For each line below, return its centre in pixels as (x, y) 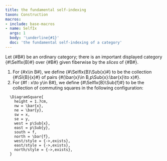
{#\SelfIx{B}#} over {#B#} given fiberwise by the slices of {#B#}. (72, 62)
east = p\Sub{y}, (32, 128)
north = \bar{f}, (32, 136)
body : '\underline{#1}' (34, 38)
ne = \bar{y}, (29, 110)
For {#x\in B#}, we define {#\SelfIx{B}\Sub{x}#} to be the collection (82, 72)
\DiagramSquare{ (27, 97)
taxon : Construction (27, 15)
